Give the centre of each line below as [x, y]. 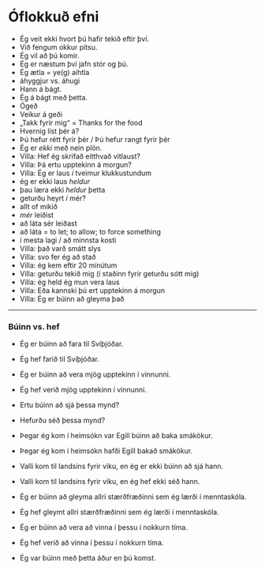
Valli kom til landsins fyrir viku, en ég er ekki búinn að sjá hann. [121, 467]
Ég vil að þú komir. [49, 55]
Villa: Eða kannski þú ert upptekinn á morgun [92, 290]
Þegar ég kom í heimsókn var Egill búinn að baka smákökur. [116, 436]
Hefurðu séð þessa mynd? [62, 420]
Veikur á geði [41, 114]
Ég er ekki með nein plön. [61, 148]
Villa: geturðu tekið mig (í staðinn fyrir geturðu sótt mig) [109, 273]
